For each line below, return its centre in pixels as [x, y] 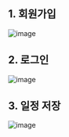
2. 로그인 [29, 60]
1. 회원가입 [32, 14]
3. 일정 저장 [34, 106]
